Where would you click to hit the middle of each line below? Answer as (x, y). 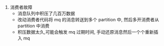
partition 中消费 (33, 26)
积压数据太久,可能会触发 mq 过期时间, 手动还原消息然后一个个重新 (86, 32)
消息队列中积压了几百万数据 (46, 13)
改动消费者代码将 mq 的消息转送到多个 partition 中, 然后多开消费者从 (88, 20)
